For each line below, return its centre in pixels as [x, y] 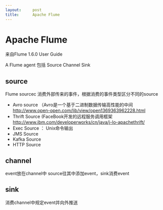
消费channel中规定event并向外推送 [42, 202]
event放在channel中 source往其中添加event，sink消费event [67, 174]
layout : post [24, 10]
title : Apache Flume [32, 15]
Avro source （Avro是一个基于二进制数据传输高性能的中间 [73, 105]
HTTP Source [27, 145]
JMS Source [26, 134]
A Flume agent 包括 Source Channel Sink [48, 65]
